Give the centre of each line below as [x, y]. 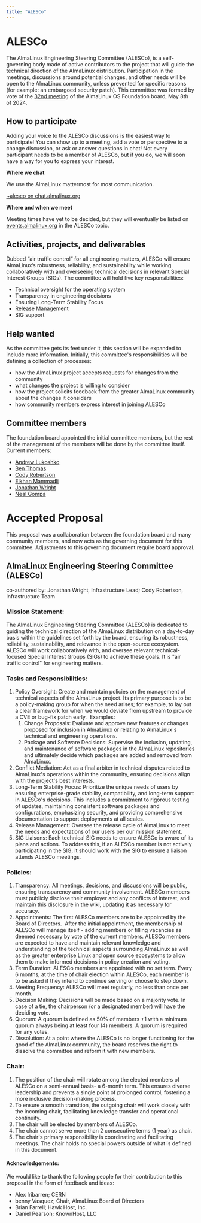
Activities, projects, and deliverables [76, 244]
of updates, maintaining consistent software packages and [87, 806]
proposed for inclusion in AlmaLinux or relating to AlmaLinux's [100, 730]
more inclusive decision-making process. [66, 1098]
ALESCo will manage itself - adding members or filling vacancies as [98, 930]
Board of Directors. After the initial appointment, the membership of [99, 924]
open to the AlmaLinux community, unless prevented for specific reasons [96, 83]
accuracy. [27, 911]
